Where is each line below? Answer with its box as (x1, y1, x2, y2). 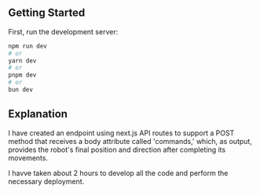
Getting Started (8, 6, 86, 20)
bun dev (8, 86, 34, 94)
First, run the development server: (8, 27, 119, 36)
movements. (8, 153, 49, 163)
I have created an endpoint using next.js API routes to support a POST (8, 128, 235, 138)
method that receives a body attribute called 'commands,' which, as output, (8, 136, 253, 145)
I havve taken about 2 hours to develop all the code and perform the (8, 168, 229, 178)
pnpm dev (8, 71, 37, 79)
